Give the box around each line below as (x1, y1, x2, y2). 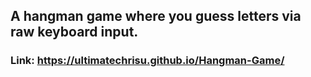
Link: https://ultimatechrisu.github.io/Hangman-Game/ (10, 54, 285, 68)
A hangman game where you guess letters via (10, 8, 302, 25)
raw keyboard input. (10, 24, 139, 41)
